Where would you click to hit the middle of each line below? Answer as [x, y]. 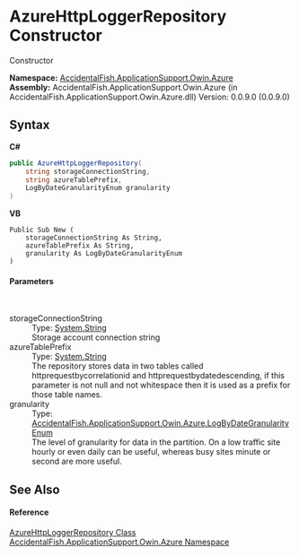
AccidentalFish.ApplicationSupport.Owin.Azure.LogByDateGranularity [161, 423]
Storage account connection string [96, 337]
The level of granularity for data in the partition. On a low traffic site [156, 442]
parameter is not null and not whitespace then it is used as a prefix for [161, 385]
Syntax [30, 125]
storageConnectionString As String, [94, 238]
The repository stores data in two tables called [118, 366]
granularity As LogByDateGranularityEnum [104, 254]
